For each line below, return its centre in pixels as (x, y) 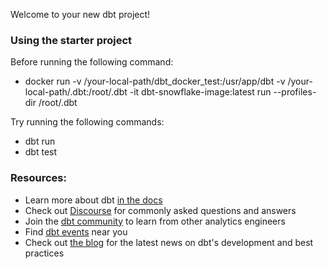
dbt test (41, 152)
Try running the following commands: (87, 122)
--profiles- (295, 92)
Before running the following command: (92, 62)
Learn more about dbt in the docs (93, 200)
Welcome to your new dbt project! (80, 14)
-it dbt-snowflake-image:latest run (200, 92)
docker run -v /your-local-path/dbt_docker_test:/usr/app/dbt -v (155, 81)
